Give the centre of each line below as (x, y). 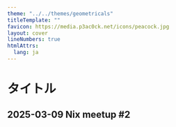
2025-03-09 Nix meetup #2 (69, 115)
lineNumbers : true (34, 40)
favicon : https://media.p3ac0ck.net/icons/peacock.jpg (88, 26)
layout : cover (28, 33)
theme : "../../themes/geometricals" (60, 14)
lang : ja (26, 53)
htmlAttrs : (23, 46)
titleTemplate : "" (34, 20)
